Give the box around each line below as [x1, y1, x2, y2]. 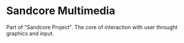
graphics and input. [6, 29, 55, 37]
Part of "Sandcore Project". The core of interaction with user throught [6, 24, 178, 31]
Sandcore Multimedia [6, 4, 116, 18]
